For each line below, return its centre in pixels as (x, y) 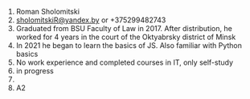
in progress (35, 71)
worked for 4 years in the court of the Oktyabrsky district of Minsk (126, 37)
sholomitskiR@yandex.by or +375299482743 (91, 20)
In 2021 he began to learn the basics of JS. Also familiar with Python (129, 46)
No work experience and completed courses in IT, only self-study (125, 62)
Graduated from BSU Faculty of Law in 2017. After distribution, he (124, 28)
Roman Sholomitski (48, 12)
